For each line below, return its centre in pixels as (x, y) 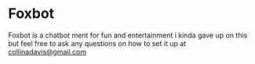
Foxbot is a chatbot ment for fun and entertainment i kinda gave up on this (128, 35)
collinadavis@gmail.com (47, 52)
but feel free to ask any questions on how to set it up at (97, 43)
